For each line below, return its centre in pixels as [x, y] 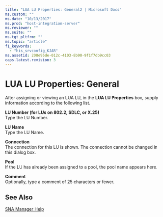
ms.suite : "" [18, 32]
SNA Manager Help [25, 209]
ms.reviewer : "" [22, 28]
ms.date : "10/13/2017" [28, 19]
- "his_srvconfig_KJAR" [34, 51]
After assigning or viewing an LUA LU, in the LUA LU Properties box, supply [82, 98]
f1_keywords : [18, 46]
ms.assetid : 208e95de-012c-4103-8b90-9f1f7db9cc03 [58, 55]
